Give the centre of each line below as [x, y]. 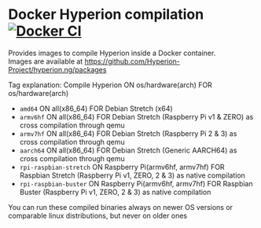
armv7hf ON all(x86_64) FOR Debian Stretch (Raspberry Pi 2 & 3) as [128, 133]
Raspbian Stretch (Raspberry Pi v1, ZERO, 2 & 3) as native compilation [132, 175]
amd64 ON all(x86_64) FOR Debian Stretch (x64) [96, 108]
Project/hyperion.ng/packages [57, 69]
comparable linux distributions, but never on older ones [97, 215]
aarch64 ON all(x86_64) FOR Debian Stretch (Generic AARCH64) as [128, 150]
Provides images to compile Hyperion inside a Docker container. [112, 53]
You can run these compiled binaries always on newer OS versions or [121, 207]
